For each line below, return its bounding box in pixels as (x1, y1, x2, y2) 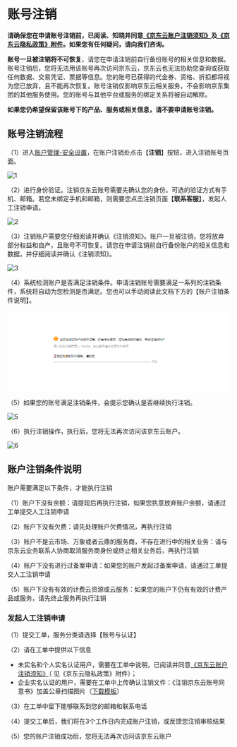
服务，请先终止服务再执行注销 (19, 594, 107, 602)
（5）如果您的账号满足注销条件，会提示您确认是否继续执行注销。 (7, 398, 197, 407)
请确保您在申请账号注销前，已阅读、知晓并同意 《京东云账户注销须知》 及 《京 (7, 31, 230, 40)
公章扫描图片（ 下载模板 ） (48, 686, 123, 695)
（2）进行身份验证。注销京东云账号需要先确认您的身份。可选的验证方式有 (7, 185, 221, 194)
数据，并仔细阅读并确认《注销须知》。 (7, 249, 116, 258)
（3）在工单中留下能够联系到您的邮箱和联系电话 (7, 702, 147, 710)
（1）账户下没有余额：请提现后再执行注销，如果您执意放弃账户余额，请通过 (7, 498, 226, 507)
